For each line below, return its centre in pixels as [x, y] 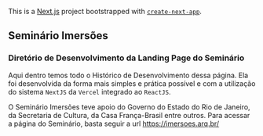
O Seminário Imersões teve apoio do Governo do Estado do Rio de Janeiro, [129, 107]
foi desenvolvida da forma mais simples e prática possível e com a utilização [132, 83]
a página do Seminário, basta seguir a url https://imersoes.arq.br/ [114, 123]
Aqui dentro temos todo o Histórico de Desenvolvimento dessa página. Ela [128, 75]
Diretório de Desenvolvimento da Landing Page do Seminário [126, 58]
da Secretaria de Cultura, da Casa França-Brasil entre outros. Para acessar [129, 115]
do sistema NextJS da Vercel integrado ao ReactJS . [89, 91]
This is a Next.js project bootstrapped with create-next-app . [105, 11]
